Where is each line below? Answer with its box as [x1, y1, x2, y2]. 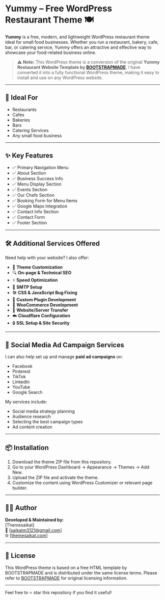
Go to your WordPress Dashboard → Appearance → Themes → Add [12, 464, 150, 470]
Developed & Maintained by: [5, 517, 64, 522]
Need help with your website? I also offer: [5, 255, 89, 261]
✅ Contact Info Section [12, 209, 59, 214]
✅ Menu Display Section [12, 181, 61, 187]
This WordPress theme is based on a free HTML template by [5, 565, 127, 571]
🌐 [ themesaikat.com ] [5, 532, 48, 538]
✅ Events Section [12, 186, 48, 192]
